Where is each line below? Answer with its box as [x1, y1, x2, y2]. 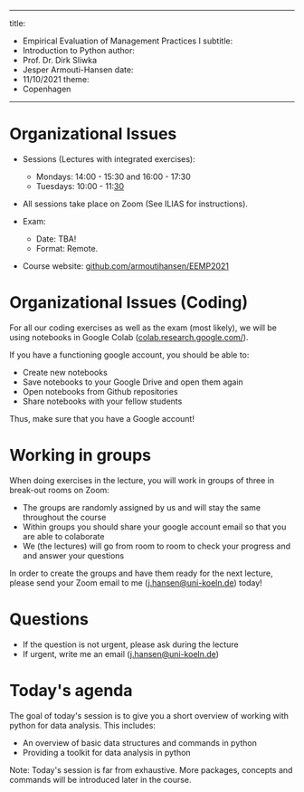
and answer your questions [22, 549, 125, 561]
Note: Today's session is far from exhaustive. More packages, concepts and [9, 764, 293, 775]
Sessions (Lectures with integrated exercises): [22, 153, 196, 164]
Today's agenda [9, 680, 133, 701]
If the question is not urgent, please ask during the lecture [22, 639, 239, 650]
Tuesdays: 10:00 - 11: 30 [35, 180, 125, 191]
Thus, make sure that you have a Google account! [9, 413, 195, 424]
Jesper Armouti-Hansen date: [22, 64, 134, 75]
